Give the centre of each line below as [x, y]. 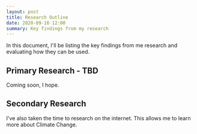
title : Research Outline [37, 17]
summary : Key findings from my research [58, 28]
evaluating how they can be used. [48, 52]
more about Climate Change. [42, 124]
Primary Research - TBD [52, 70]
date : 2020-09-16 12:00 [36, 23]
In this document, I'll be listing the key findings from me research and [92, 45]
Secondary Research [46, 104]
